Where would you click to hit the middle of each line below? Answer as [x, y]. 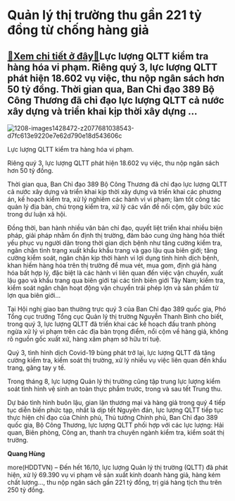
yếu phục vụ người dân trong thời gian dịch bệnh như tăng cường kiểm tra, [115, 243]
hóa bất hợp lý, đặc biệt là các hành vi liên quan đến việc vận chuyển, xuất [115, 273]
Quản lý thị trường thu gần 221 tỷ [104, 15]
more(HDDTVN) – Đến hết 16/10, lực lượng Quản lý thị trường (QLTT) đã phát [118, 467]
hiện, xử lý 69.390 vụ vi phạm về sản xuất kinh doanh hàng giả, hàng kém [114, 475]
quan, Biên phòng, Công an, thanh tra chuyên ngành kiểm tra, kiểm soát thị [116, 433]
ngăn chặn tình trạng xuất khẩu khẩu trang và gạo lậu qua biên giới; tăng [113, 250]
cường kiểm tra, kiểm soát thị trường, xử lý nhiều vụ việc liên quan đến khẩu [117, 360]
